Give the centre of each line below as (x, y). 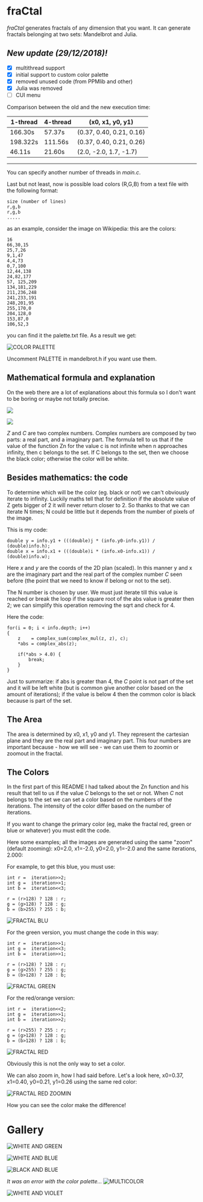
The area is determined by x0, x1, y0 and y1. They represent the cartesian (98, 734)
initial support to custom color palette (62, 74)
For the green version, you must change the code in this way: (83, 932)
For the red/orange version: (41, 998)
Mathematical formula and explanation (81, 378)
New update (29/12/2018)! (57, 53)
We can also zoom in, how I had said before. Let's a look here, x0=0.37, (95, 1075)
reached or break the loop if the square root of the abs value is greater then (101, 598)
